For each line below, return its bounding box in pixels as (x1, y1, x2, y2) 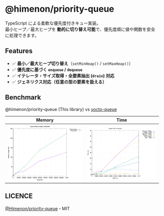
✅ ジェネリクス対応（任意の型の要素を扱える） (12, 79, 107, 85)
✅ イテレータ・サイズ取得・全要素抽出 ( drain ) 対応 (12, 72, 115, 79)
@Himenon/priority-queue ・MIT (5, 205, 70, 211)
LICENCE (5, 192, 33, 200)
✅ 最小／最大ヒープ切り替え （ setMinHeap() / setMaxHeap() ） (12, 60, 133, 66)
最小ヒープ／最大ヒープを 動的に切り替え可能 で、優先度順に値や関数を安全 (5, 26, 155, 32)
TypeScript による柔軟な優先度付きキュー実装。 (5, 20, 101, 26)
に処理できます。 (5, 32, 39, 38)
